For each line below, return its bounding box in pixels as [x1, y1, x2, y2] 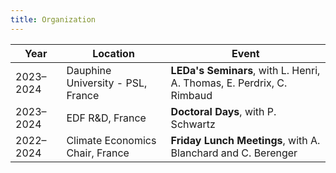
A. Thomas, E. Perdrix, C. [170, 76, 288, 90]
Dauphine [66, 63, 112, 77]
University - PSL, [66, 76, 148, 90]
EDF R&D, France [66, 111, 147, 125]
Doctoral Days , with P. [170, 104, 277, 118]
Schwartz [170, 117, 216, 131]
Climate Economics [66, 133, 157, 147]
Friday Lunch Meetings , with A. [170, 133, 321, 147]
